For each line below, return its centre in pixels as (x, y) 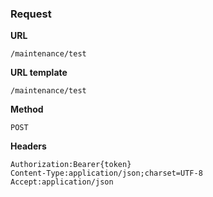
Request (31, 14)
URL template (39, 73)
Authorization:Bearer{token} (71, 165)
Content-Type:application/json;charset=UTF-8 (106, 173)
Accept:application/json (62, 182)
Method (27, 109)
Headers (28, 146)
